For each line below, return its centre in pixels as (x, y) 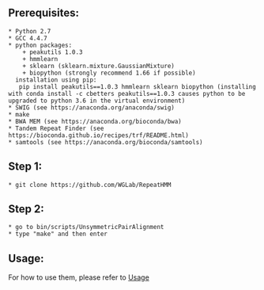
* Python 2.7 (30, 31)
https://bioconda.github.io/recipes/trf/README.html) (99, 135)
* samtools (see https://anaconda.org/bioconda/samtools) (106, 142)
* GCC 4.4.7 (28, 38)
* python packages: (40, 45)
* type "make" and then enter (58, 234)
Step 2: (26, 209)
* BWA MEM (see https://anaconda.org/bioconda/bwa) (95, 121)
